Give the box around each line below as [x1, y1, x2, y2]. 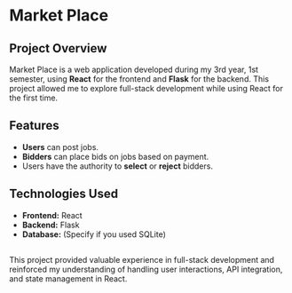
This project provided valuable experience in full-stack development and [9, 255, 275, 265]
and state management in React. [9, 273, 128, 284]
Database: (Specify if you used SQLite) [21, 228, 167, 240]
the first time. [9, 92, 59, 103]
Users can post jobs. [21, 141, 99, 152]
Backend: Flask [21, 219, 80, 230]
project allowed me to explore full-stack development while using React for [9, 83, 284, 93]
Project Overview [9, 41, 107, 56]
